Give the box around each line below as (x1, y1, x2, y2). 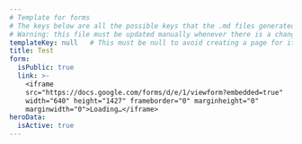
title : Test (9, 47, 54, 55)
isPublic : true (17, 64, 75, 72)
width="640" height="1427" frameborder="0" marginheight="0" (25, 96, 259, 106)
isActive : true (17, 122, 75, 131)
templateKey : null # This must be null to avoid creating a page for (9, 38, 283, 47)
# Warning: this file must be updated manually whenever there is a (9, 30, 271, 38)
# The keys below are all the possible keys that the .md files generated (9, 21, 296, 30)
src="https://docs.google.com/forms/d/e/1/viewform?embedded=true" (25, 88, 283, 97)
